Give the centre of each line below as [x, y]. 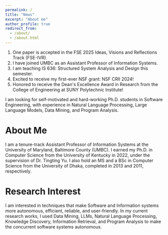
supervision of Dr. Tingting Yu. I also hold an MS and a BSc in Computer [79, 160]
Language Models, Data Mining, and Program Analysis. [62, 110]
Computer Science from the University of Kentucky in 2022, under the [78, 155]
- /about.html [24, 38]
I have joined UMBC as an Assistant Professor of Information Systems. [85, 63]
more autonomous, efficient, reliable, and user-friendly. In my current [76, 211]
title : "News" [20, 15]
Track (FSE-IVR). [30, 57]
